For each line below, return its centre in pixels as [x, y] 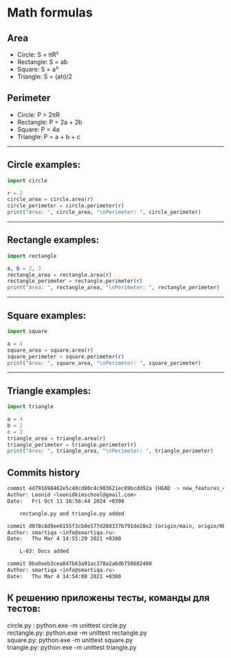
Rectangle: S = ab [42, 62]
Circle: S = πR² [38, 54]
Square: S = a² [37, 69]
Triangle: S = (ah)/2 [45, 76]
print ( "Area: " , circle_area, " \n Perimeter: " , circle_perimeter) [104, 212]
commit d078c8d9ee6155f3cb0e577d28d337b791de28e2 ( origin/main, [101, 526]
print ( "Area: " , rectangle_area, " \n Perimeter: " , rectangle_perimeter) [113, 288]
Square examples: [47, 316]
